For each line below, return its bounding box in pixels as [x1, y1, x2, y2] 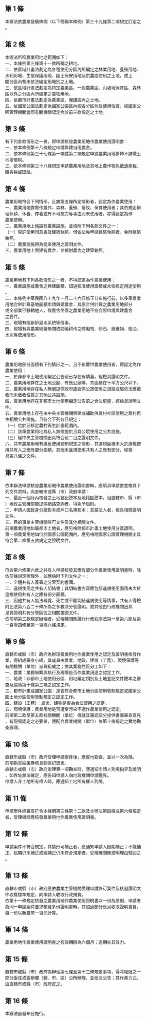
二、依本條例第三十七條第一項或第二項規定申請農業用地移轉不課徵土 [5, 151, 141, 157]
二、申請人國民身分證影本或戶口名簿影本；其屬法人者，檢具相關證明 [5, 507, 141, 512]
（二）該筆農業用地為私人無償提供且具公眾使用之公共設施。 [5, 429, 124, 434]
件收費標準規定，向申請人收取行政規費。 [5, 891, 86, 897]
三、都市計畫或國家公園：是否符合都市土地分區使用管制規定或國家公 [5, 688, 141, 694]
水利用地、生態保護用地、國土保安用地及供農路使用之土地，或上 [5, 72, 132, 78]
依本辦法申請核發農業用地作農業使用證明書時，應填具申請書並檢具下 [5, 482, 141, 488]
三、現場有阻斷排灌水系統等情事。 [5, 320, 73, 326]
